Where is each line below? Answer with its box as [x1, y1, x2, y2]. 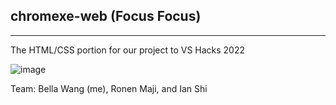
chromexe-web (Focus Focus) [10, 8, 202, 25]
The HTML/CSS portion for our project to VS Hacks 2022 [10, 44, 246, 56]
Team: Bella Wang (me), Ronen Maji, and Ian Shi [10, 82, 208, 94]
